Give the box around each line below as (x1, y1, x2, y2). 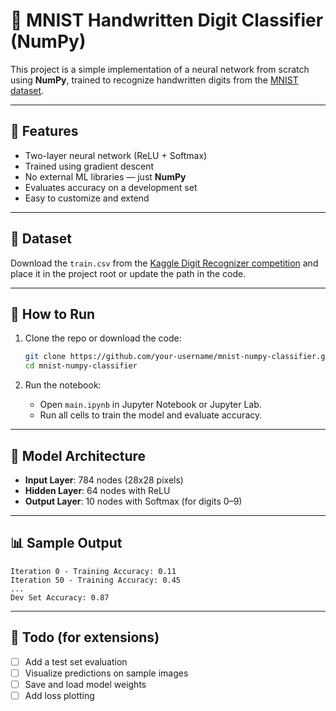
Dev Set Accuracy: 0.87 (10, 592, 110, 603)
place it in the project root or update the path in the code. (10, 267, 247, 279)
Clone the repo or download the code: (24, 332, 182, 344)
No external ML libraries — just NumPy (24, 170, 187, 183)
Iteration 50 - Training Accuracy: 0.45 (10, 575, 182, 585)
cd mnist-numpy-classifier (24, 361, 138, 371)
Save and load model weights (24, 678, 147, 690)
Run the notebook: (24, 379, 102, 391)
